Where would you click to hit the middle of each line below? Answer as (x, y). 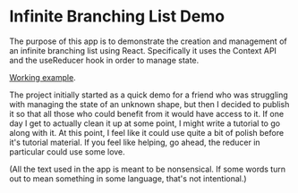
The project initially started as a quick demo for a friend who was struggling (149, 95)
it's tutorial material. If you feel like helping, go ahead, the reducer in (135, 142)
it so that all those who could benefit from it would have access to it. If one (147, 113)
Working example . (43, 77)
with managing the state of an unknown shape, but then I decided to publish (149, 104)
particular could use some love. (67, 151)
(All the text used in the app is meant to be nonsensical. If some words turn (148, 169)
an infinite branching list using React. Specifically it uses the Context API (143, 50)
